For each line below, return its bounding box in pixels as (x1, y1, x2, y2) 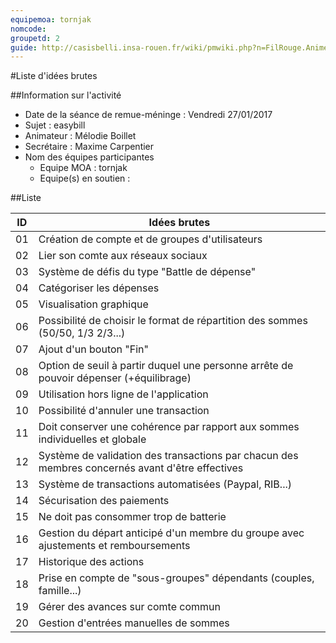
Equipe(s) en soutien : (39, 172, 131, 185)
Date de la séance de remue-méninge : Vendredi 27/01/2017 (24, 109, 273, 121)
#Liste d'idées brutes (10, 70, 98, 82)
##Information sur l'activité (10, 89, 122, 101)
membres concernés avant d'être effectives (38, 461, 244, 475)
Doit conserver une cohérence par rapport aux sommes (38, 420, 300, 434)
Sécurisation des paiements (38, 494, 170, 508)
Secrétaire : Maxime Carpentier (24, 141, 155, 153)
